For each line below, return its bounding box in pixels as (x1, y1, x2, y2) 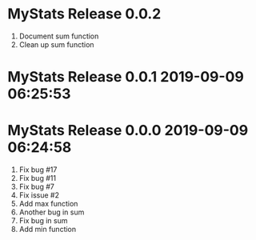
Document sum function (18, 31, 99, 41)
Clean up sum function (18, 39, 94, 49)
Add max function (18, 199, 78, 209)
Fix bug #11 (18, 174, 57, 183)
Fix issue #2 (18, 190, 59, 200)
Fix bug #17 (18, 165, 58, 174)
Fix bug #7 (18, 182, 55, 192)
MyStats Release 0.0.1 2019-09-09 (7, 68, 245, 86)
